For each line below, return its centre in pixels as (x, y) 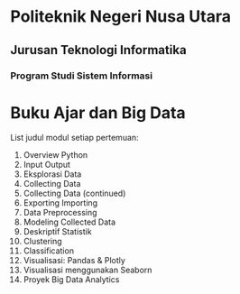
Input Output (47, 165)
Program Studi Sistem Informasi (81, 76)
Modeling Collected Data (69, 222)
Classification (49, 251)
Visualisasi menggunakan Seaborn (88, 270)
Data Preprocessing (60, 213)
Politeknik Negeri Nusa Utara (120, 17)
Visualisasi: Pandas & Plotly (74, 261)
